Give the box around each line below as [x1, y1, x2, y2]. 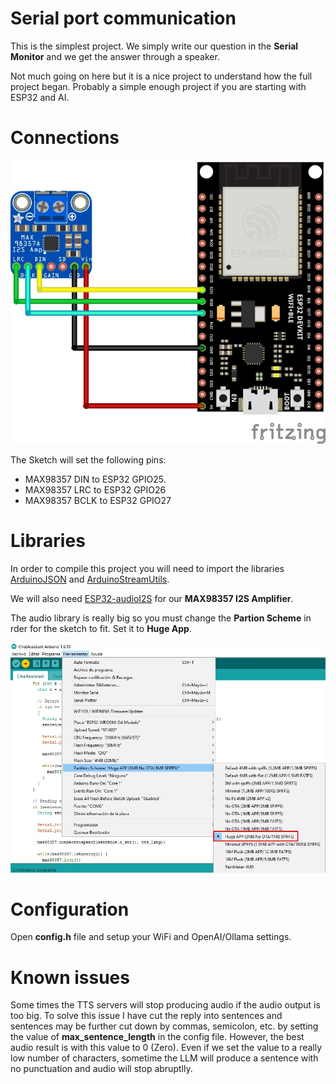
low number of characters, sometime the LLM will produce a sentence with [10, 1052, 319, 1064]
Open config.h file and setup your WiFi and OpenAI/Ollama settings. [10, 931, 292, 943]
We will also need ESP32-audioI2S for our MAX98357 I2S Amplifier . [10, 593, 294, 605]
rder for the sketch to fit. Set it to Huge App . [10, 623, 192, 635]
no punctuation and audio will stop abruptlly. [10, 1063, 193, 1075]
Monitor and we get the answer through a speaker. [10, 50, 220, 62]
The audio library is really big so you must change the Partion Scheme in [10, 612, 312, 624]
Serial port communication [10, 7, 237, 30]
